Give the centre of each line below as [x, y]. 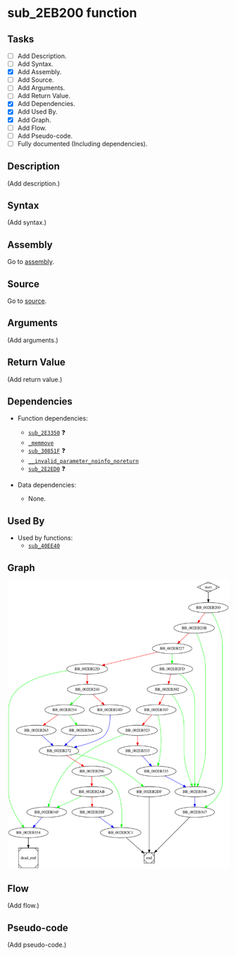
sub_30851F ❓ [46, 450]
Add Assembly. [39, 72]
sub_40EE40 [44, 546]
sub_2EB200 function [72, 13]
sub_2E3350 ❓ [46, 433]
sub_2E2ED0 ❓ [46, 469]
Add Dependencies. [46, 104]
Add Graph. [34, 120]
